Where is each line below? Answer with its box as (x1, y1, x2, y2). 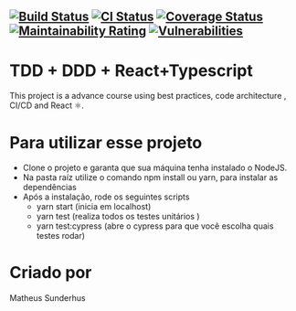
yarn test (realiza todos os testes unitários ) (36, 211, 200, 222)
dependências (22, 182, 78, 193)
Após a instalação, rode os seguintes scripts (22, 191, 190, 202)
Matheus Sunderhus (9, 293, 86, 304)
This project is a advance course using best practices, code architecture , (9, 91, 287, 102)
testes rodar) (36, 231, 85, 241)
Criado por (9, 263, 92, 284)
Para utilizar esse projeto (9, 132, 203, 153)
